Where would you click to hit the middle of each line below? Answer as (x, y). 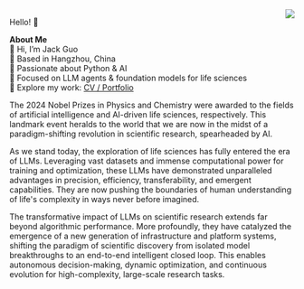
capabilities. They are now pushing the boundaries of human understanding (151, 190)
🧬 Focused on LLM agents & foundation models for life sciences (128, 78)
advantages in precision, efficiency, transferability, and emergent (130, 180)
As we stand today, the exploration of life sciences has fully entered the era (150, 151)
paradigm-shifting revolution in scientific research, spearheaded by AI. (141, 134)
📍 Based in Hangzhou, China (62, 59)
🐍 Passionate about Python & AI (68, 68)
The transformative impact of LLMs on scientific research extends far (139, 217)
